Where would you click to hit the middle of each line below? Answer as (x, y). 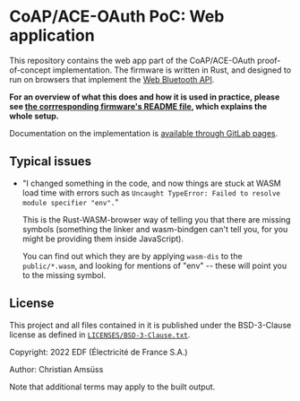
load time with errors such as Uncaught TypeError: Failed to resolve (151, 192)
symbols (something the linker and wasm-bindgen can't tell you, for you (155, 229)
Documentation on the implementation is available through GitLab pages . (144, 133)
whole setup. (34, 116)
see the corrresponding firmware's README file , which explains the (138, 106)
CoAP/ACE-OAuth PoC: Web (117, 17)
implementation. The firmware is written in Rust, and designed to (172, 70)
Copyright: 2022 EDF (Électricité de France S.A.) (99, 352)
